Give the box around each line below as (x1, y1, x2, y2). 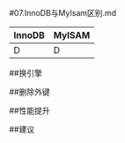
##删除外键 (9, 87, 50, 97)
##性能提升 (9, 105, 50, 116)
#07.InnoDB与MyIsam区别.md (9, 8, 117, 18)
